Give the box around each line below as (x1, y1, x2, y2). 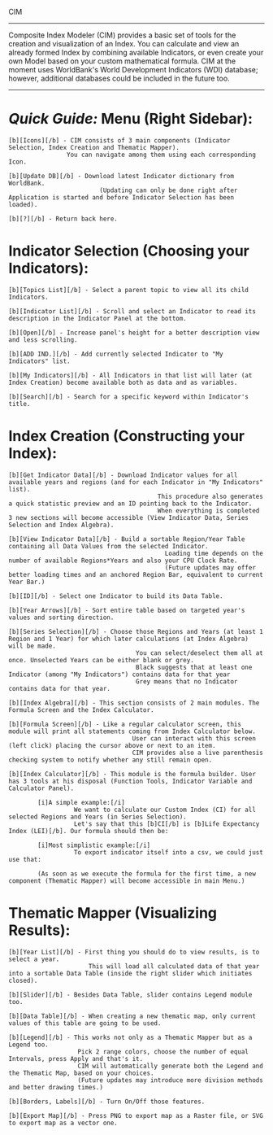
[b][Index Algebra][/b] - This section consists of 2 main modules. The (8, 699, 260, 707)
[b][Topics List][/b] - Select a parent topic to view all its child (8, 286, 249, 294)
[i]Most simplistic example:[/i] (37, 841, 151, 849)
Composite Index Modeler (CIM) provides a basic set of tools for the (8, 30, 236, 40)
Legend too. (8, 1041, 49, 1049)
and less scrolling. (8, 335, 79, 344)
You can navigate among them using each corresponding (66, 151, 256, 159)
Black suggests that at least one (135, 663, 253, 671)
